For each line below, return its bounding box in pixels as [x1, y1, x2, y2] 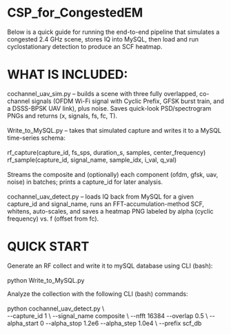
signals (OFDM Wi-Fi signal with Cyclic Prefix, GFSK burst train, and [31, 97, 224, 105]
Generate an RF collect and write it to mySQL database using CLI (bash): [7, 261, 213, 270]
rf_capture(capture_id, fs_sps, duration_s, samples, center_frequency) [7, 148, 206, 156]
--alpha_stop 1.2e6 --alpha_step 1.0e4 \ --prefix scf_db [46, 319, 202, 327]
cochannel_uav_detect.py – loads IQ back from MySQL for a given [7, 192, 194, 201]
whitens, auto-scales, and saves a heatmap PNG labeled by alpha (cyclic [7, 207, 214, 215]
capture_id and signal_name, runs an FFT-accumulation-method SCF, [7, 199, 205, 208]
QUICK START [7, 239, 90, 254]
